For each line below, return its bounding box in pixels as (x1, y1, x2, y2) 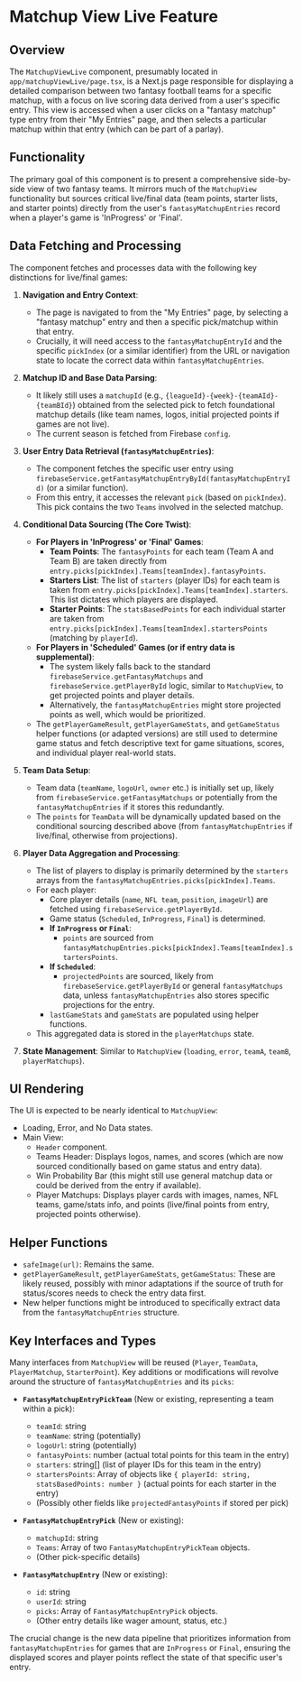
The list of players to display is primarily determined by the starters (35, 864, 288, 876)
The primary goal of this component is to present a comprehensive (9, 173, 258, 184)
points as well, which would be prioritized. (49, 708, 206, 719)
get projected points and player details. (49, 689, 196, 700)
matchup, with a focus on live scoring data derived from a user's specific (9, 95, 281, 106)
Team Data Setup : (22, 764, 91, 775)
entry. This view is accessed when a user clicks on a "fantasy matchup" (9, 105, 277, 115)
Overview (9, 42, 66, 58)
